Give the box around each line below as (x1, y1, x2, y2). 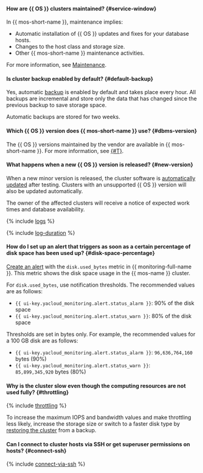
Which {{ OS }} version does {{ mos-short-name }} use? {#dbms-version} (6, 128, 198, 134)
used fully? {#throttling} (6, 389, 69, 396)
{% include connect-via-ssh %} (6, 460, 86, 468)
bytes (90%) (15, 355, 47, 362)
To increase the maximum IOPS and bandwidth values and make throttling (6, 413, 191, 421)
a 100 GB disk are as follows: (6, 337, 78, 344)
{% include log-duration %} (6, 229, 75, 236)
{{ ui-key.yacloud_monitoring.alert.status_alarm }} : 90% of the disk (15, 299, 194, 307)
